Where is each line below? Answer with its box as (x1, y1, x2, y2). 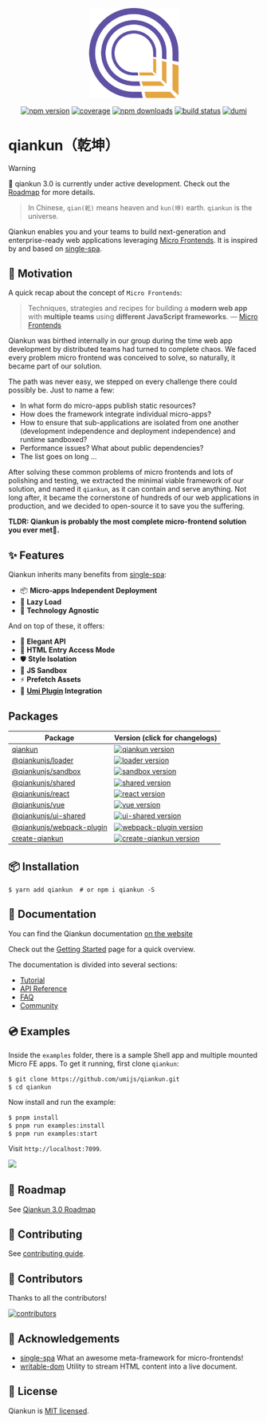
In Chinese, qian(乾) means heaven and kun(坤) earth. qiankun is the (27, 202, 253, 212)
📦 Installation (8, 859, 80, 873)
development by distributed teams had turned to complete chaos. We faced (8, 345, 257, 354)
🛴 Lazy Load (19, 597, 62, 607)
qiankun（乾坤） (8, 136, 120, 154)
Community (19, 1000, 58, 1010)
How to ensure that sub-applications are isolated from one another (19, 418, 239, 428)
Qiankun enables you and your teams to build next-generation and (8, 226, 226, 236)
